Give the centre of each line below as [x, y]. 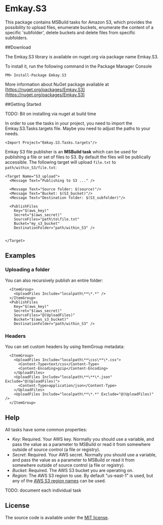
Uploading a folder [28, 270]
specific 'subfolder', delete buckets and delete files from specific [70, 32]
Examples [20, 256]
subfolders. [17, 38]
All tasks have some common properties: [46, 429]
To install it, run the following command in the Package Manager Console [79, 66]
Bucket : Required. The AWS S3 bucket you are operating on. [73, 470]
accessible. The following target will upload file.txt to [61, 162]
